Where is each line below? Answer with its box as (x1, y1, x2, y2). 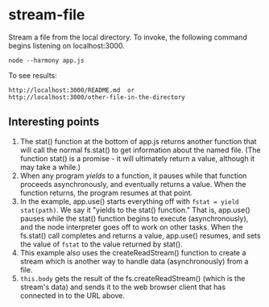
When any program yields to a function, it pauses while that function (19, 171, 247, 180)
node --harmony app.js (8, 56, 85, 64)
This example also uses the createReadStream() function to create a (19, 247, 246, 257)
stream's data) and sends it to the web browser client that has (19, 282, 226, 292)
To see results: (8, 70, 58, 80)
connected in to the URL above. (19, 290, 125, 300)
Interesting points (8, 115, 100, 129)
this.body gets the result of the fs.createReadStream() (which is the (19, 273, 246, 283)
